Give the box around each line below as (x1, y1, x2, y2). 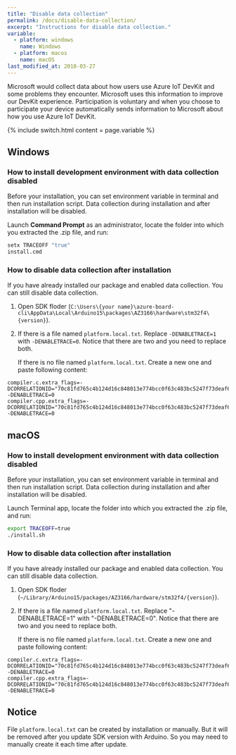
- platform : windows (13, 37, 74, 44)
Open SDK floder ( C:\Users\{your (17, 302, 115, 311)
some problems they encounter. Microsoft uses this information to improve (7, 90, 223, 98)
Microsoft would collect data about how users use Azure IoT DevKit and (7, 82, 215, 90)
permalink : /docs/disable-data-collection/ (7, 17, 137, 24)
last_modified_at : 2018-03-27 (7, 63, 96, 70)
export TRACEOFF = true (7, 525, 71, 532)
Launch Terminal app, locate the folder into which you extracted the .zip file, (7, 504, 228, 512)
